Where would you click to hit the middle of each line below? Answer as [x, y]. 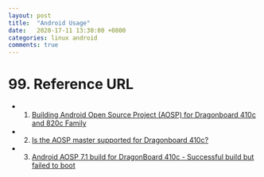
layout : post [30, 15]
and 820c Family [59, 123]
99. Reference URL [71, 85]
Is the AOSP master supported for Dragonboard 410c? [120, 140]
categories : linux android [53, 38]
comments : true [33, 45]
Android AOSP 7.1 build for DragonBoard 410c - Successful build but [143, 157]
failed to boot [53, 165]
